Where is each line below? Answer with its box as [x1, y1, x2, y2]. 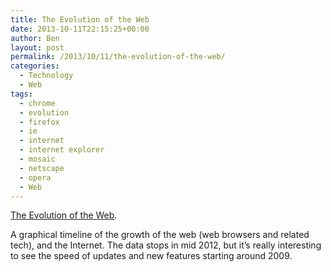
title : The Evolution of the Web [10, 14, 150, 25]
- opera [19, 172, 52, 183]
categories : [10, 61, 60, 71]
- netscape [19, 163, 65, 173]
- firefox [19, 117, 60, 127]
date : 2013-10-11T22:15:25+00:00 [10, 24, 150, 34]
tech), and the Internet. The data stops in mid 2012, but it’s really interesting [10, 239, 322, 251]
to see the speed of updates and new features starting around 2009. [10, 250, 293, 262]
